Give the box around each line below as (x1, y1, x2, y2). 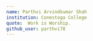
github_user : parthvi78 (6, 25, 66, 32)
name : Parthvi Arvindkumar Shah (6, 8, 87, 15)
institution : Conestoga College (6, 14, 87, 20)
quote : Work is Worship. (6, 20, 71, 26)
